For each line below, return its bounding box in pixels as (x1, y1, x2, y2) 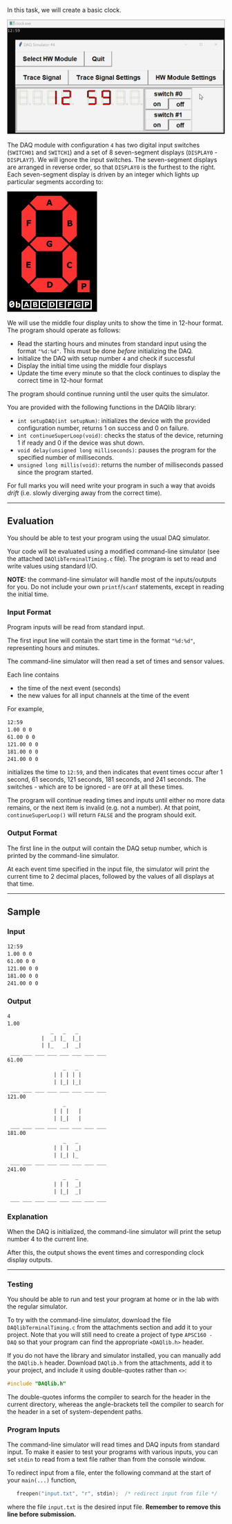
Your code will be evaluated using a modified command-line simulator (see (7, 547, 220, 555)
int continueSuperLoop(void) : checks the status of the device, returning (17, 431, 223, 440)
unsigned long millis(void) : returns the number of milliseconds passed (17, 460, 224, 469)
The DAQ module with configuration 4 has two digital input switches (7, 141, 200, 150)
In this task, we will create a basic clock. (7, 6, 122, 14)
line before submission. (7, 1510, 77, 1518)
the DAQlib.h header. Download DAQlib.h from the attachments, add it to (7, 1359, 213, 1367)
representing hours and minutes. (7, 644, 100, 652)
